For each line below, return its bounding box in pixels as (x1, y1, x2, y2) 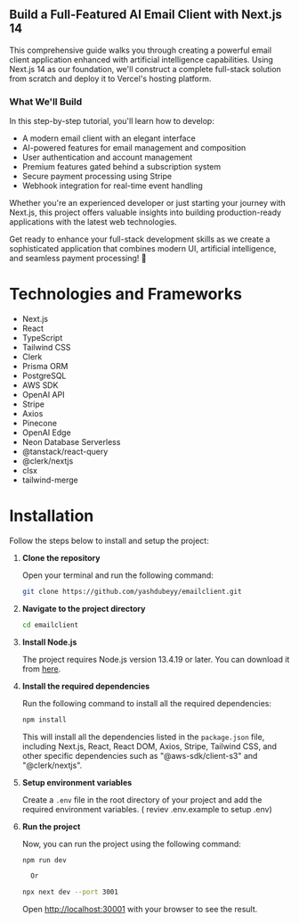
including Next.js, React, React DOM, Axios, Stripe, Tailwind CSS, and (21, 740, 278, 752)
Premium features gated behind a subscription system (21, 161, 222, 172)
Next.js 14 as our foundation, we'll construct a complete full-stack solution (9, 63, 282, 74)
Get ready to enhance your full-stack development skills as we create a (9, 234, 271, 244)
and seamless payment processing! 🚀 (9, 253, 147, 264)
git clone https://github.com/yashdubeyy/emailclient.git (21, 587, 242, 596)
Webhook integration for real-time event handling (21, 180, 203, 191)
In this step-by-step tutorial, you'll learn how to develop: (9, 116, 215, 127)
